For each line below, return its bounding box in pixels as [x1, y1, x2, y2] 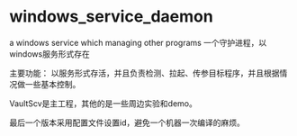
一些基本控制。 [24, 78, 81, 89]
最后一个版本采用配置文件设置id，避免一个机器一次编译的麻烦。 [9, 117, 245, 128]
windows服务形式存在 [9, 48, 90, 59]
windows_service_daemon [9, 6, 213, 27]
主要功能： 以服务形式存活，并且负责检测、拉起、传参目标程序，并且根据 [9, 68, 280, 78]
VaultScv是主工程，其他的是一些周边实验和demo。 [9, 97, 198, 109]
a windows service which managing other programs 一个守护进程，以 [9, 37, 267, 48]
